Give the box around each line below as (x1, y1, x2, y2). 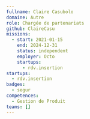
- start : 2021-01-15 (11, 37, 63, 43)
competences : (6, 93, 39, 99)
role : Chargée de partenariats (6, 20, 85, 26)
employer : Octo (17, 53, 55, 59)
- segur (11, 87, 31, 93)
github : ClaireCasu (6, 25, 55, 32)
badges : (6, 82, 26, 88)
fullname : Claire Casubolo (6, 8, 74, 15)
